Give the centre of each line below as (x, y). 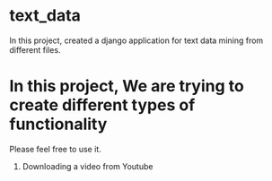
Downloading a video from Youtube (88, 166)
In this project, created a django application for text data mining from (136, 40)
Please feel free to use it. (55, 149)
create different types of (102, 105)
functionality (58, 124)
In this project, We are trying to (127, 86)
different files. (35, 49)
